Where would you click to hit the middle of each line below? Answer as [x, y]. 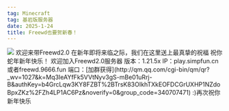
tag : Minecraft [29, 13]
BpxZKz [18, 93]
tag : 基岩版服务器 [30, 20]
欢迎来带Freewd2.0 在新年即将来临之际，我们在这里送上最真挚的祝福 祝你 [119, 52]
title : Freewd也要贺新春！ [42, 32]
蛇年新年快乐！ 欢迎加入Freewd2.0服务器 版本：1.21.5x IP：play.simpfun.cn [113, 61]
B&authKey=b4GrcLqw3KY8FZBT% [57, 84]
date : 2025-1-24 [30, 26]
